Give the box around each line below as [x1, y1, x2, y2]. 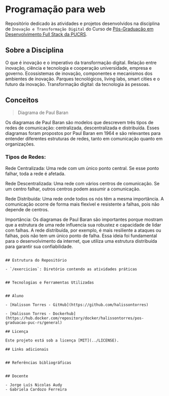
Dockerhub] [53, 311, 76, 316]
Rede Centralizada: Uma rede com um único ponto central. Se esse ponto [5, 165, 159, 171]
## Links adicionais [5, 347, 49, 352]
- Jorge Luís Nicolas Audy [5, 382, 62, 387]
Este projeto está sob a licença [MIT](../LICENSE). [5, 337, 119, 343]
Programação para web [5, 4, 106, 15]
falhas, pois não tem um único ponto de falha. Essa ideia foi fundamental [5, 233, 157, 239]
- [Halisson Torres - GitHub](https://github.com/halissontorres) [5, 302, 149, 307]
